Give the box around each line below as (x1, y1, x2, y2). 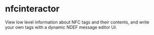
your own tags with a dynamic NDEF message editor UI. (5, 24, 117, 30)
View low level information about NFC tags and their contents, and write (5, 19, 150, 25)
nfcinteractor (5, 3, 60, 14)
